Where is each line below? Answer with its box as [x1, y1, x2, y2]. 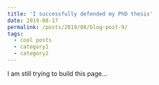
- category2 [13, 50, 49, 57]
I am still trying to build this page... [7, 69, 107, 78]
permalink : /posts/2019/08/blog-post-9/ [7, 23, 129, 30]
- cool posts [13, 37, 52, 44]
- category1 [13, 43, 49, 50]
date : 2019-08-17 [7, 17, 59, 24]
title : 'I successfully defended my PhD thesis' [7, 10, 153, 18]
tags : [7, 30, 23, 38]
